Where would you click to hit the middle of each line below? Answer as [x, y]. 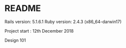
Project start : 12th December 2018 [39, 31]
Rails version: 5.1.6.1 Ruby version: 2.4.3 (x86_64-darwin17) [63, 22]
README [23, 8]
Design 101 [15, 40]
